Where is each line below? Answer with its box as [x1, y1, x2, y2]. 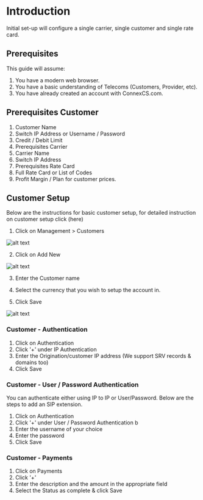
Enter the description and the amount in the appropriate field [15, 480, 168, 488]
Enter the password [15, 432, 65, 439]
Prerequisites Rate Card [15, 162, 75, 170]
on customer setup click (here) [6, 215, 84, 223]
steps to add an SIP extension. [6, 401, 83, 408]
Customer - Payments [6, 453, 73, 462]
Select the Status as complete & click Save [15, 487, 123, 495]
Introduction [6, 4, 71, 18]
